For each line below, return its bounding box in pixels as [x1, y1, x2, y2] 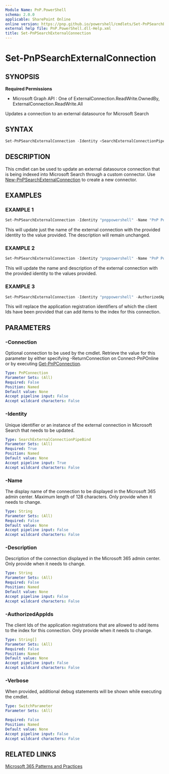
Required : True [5, 446, 37, 451]
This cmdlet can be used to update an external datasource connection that [5, 166, 160, 172]
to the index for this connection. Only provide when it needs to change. [5, 627, 152, 633]
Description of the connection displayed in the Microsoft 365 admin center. [5, 556, 161, 562]
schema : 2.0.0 [5, 12, 35, 17]
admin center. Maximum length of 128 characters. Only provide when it [5, 494, 152, 500]
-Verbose [5, 677, 29, 684]
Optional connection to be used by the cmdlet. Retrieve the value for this [5, 350, 155, 356]
